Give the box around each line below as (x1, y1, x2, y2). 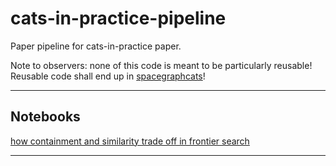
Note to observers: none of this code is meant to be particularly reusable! (10, 59, 313, 71)
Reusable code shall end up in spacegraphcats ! (10, 70, 206, 82)
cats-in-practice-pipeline (10, 7, 227, 30)
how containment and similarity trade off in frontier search (10, 135, 250, 147)
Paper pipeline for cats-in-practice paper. (10, 40, 182, 52)
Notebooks (10, 108, 81, 126)
